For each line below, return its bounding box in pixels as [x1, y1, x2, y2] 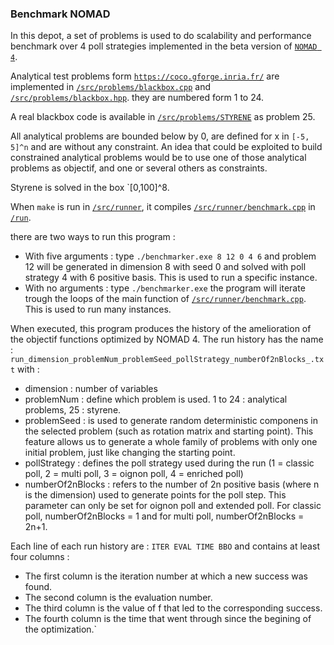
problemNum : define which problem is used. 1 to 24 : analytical [24, 393, 288, 406]
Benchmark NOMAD [10, 7, 111, 21]
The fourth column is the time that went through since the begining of [24, 613, 312, 625]
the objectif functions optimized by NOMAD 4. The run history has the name [10, 333, 324, 346]
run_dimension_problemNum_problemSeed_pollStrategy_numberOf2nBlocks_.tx [10, 355, 325, 365]
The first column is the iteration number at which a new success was [24, 570, 308, 582]
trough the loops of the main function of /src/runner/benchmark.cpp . [24, 293, 307, 305]
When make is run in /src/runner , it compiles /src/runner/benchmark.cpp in [10, 201, 316, 213]
